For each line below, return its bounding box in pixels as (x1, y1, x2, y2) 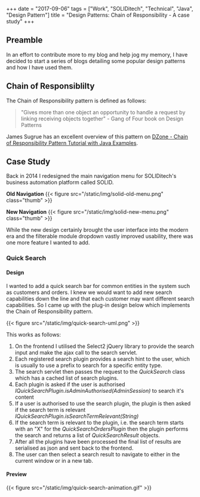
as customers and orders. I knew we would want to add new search (6, 289, 173, 296)
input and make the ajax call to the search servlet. (14, 348, 138, 356)
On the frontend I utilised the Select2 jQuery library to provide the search (14, 343, 195, 350)
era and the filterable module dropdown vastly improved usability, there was (6, 233, 193, 240)
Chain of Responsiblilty (6, 81, 95, 92)
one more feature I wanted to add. (6, 239, 90, 246)
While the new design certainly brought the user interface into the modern (6, 226, 189, 234)
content (14, 393, 34, 401)
